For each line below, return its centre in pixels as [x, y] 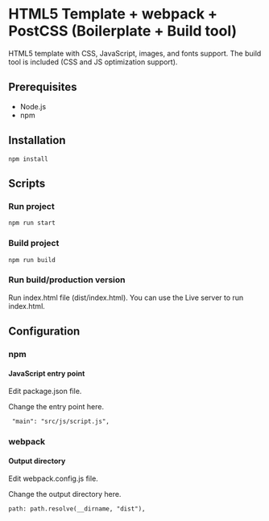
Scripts [27, 183]
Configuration [44, 332]
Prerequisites [43, 87]
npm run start [32, 223]
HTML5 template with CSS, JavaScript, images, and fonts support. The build [135, 53]
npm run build [32, 260]
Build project [34, 244]
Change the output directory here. [65, 494]
